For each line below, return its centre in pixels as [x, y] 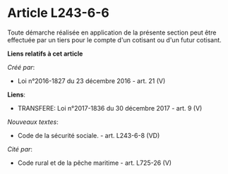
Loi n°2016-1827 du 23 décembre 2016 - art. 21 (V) [91, 81]
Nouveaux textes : [33, 122]
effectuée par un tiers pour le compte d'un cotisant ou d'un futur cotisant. [115, 39]
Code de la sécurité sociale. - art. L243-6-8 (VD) [89, 135]
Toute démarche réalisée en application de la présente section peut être [112, 32]
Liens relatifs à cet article [45, 54]
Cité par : [20, 149]
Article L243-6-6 [58, 13]
